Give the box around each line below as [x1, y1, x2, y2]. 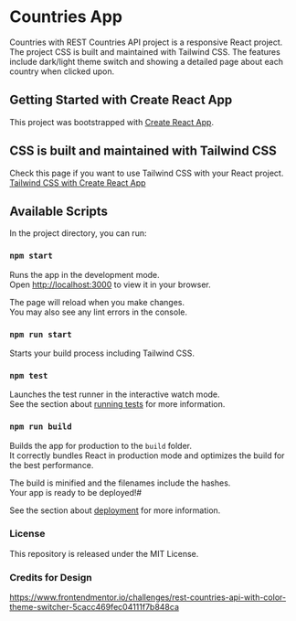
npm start [9, 251, 53, 262]
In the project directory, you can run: [9, 228, 147, 239]
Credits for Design [9, 571, 93, 584]
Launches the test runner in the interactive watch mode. [9, 389, 221, 400]
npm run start [9, 329, 72, 339]
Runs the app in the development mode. [9, 269, 160, 280]
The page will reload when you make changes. [9, 296, 185, 307]
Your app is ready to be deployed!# [9, 487, 143, 498]
